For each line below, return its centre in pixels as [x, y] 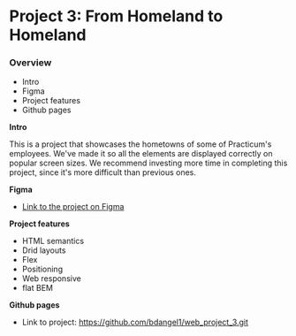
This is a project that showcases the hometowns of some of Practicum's [140, 144]
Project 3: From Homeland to [116, 16]
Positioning [42, 269]
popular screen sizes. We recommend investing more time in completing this [148, 163]
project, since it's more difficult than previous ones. [103, 172]
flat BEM [37, 288]
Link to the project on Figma [73, 207]
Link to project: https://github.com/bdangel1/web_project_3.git [135, 322]
